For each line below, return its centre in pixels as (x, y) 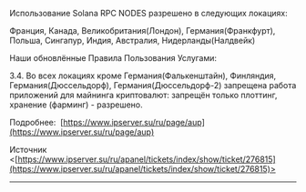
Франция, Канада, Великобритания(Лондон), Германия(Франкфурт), (143, 30)
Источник (28, 150)
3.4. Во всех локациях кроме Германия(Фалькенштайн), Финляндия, (143, 76)
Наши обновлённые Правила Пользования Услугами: (113, 58)
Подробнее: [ (36, 122)
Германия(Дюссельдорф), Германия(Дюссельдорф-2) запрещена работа (153, 85)
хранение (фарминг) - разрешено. (76, 105)
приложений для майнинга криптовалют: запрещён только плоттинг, (143, 95)
